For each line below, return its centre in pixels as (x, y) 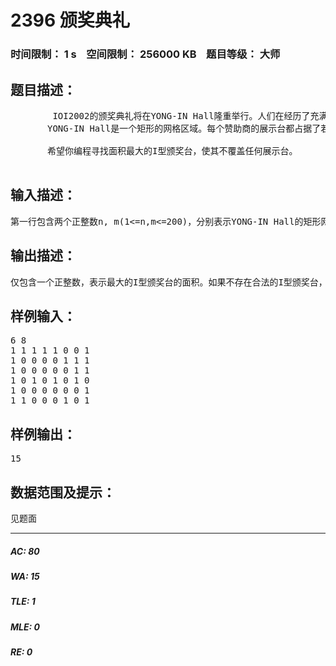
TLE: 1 (23, 602)
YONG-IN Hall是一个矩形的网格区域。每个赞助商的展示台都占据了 (184, 128)
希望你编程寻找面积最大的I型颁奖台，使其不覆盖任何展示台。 (172, 150)
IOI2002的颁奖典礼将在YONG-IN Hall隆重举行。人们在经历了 (181, 115)
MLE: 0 (25, 627)
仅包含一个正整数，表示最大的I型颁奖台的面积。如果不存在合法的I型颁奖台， (169, 282)
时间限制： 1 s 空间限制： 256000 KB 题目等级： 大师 (145, 54)
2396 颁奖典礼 (70, 20)
